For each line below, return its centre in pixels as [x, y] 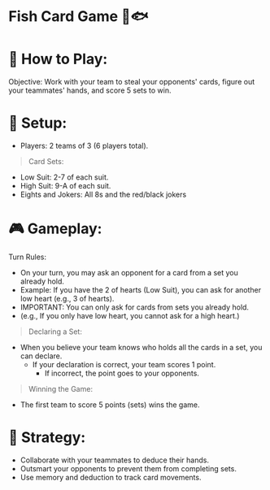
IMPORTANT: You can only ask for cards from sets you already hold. [135, 307]
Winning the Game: [61, 389]
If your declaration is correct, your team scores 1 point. [124, 364]
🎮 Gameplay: [55, 229]
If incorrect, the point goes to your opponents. [122, 373]
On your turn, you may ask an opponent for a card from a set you [129, 273]
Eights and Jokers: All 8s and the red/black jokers [103, 195]
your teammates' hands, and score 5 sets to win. [90, 90]
